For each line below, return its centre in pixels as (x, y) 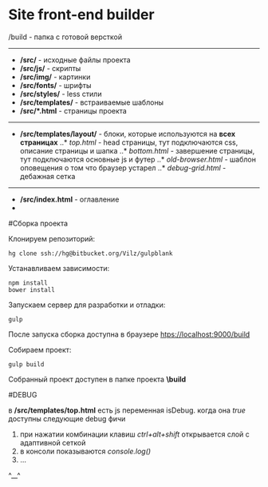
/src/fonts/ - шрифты (55, 85)
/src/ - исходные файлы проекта (75, 60)
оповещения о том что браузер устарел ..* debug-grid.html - (123, 168)
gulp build (26, 364)
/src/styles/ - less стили (61, 94)
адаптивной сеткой (53, 442)
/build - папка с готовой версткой (65, 37)
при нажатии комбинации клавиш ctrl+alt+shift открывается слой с (134, 434)
